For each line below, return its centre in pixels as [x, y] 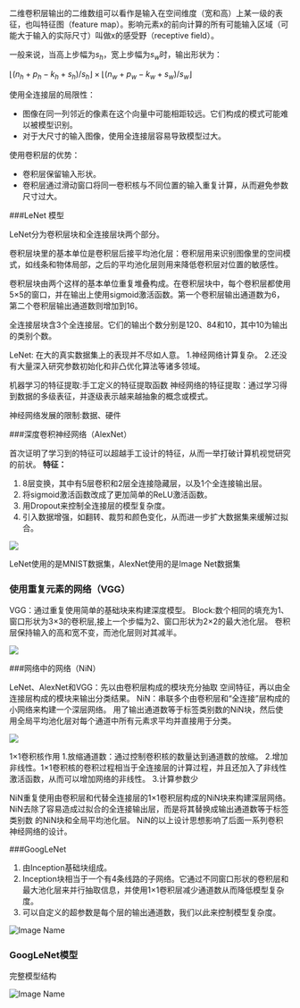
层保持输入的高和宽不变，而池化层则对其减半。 [95, 632]
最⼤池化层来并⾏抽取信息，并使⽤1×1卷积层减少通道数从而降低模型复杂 [153, 890]
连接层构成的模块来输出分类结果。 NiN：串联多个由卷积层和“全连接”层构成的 [150, 698]
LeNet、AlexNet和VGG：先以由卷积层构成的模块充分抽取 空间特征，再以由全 [150, 687]
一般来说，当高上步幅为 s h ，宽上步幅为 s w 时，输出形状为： [116, 55]
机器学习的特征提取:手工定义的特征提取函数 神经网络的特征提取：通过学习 [144, 385]
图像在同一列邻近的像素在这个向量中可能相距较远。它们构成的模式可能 [151, 113]
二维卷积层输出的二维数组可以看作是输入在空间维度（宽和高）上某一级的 [142, 13]
